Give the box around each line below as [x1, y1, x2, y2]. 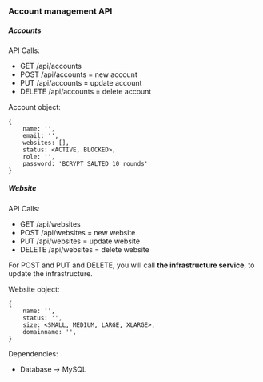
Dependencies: [8, 348, 58, 358]
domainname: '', [22, 328, 78, 336]
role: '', [22, 152, 56, 161]
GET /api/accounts [19, 61, 82, 70]
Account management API [8, 6, 113, 17]
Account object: [8, 102, 62, 111]
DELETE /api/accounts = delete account [19, 86, 152, 96]
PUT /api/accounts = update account [19, 78, 142, 87]
